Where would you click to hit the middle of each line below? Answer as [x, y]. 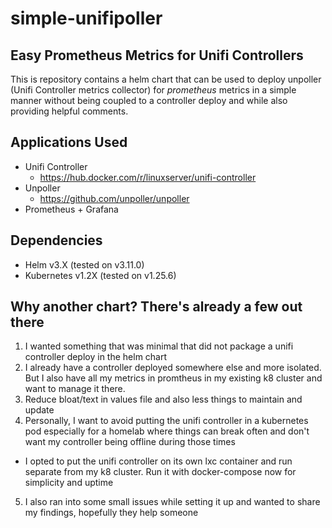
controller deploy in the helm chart [96, 357]
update [39, 410]
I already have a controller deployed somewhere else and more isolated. [173, 368]
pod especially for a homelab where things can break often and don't [167, 431]
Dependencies [56, 240]
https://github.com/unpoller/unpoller [114, 198]
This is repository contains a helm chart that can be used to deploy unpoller [166, 79]
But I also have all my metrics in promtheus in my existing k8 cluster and [173, 378]
